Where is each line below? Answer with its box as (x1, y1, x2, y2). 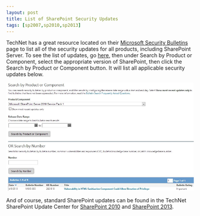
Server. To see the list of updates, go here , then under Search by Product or (6, 52, 192, 59)
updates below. (6, 71, 43, 78)
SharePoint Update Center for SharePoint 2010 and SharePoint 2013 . (6, 203, 174, 211)
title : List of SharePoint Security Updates (6, 15, 118, 22)
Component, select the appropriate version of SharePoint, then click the (6, 58, 183, 65)
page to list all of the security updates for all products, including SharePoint (6, 45, 191, 53)
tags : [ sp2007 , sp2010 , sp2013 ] (6, 22, 82, 28)
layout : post (6, 10, 39, 15)
